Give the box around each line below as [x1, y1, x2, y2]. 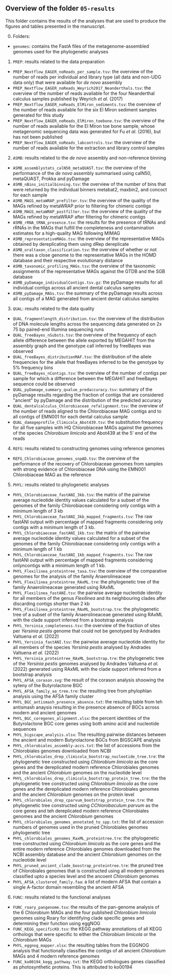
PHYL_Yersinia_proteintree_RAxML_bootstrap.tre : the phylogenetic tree [12, 655, 164, 661]
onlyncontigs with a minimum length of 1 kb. [12, 562, 106, 569]
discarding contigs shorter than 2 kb [12, 600, 90, 607]
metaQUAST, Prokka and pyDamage [12, 175, 90, 182]
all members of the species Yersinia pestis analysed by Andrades [12, 644, 151, 650]
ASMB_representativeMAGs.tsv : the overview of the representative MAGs [12, 236, 165, 242]
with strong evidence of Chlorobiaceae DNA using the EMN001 [12, 466, 146, 472]
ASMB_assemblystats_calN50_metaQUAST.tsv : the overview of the [12, 164, 146, 171]
